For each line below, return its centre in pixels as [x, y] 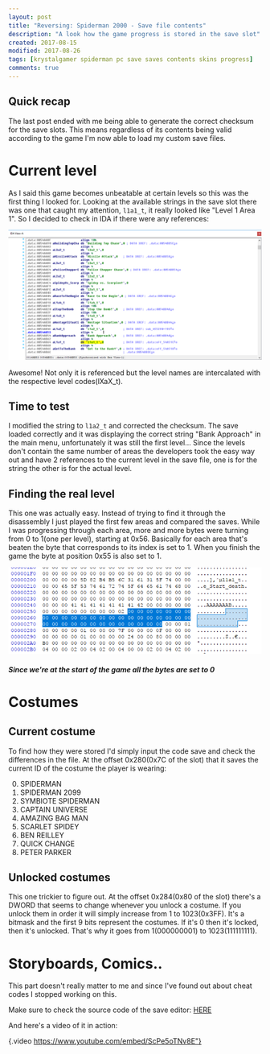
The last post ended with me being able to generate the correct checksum [131, 121]
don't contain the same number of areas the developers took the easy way [132, 452]
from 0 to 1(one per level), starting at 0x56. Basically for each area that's [128, 539]
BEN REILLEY [42, 835]
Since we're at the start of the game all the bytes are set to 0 [112, 669]
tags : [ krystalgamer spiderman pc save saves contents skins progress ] [131, 60]
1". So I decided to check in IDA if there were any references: [108, 218]
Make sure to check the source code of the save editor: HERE [110, 1010]
